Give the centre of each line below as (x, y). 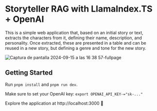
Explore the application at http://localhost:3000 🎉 (54, 103)
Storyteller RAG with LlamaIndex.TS (79, 9)
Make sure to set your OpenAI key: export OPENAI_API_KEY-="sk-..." (74, 94)
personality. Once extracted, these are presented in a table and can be (76, 43)
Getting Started (29, 73)
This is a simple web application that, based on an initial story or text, (74, 32)
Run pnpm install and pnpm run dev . (41, 84)
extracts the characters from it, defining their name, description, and (74, 38)
